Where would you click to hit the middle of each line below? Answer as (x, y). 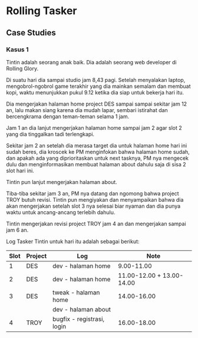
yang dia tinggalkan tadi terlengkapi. (50, 134)
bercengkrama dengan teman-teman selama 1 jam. (68, 116)
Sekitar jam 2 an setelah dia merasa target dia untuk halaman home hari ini (97, 145)
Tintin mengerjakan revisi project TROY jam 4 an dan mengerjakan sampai (96, 224)
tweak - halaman (76, 292)
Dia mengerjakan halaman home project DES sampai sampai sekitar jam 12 (97, 104)
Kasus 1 (17, 50)
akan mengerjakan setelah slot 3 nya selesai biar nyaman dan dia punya (93, 206)
